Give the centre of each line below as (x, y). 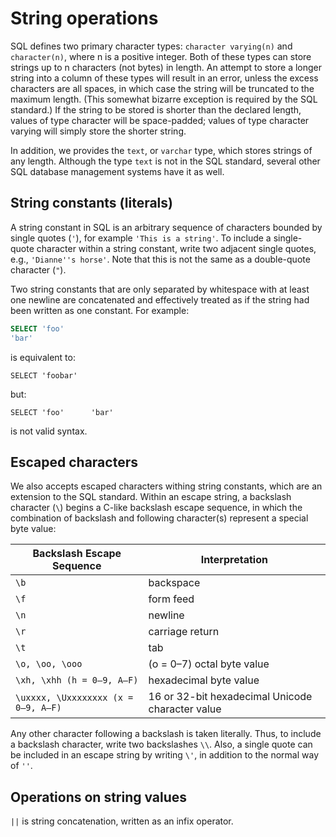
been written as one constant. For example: (100, 310)
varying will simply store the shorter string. (98, 131)
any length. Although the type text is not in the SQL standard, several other (165, 161)
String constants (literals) (91, 203)
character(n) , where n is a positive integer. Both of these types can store (161, 56)
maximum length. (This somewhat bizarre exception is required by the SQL (164, 99)
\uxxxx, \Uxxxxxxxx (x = (74, 698)
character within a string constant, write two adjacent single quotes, (176, 248)
